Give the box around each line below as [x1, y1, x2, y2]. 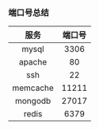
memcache [12, 82, 54, 93]
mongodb [14, 96, 51, 107]
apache [18, 57, 48, 68]
